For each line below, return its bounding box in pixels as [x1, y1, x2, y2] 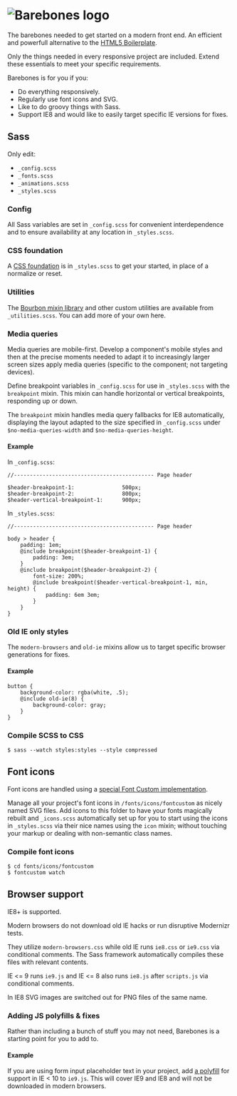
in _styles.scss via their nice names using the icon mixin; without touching [7, 821, 227, 830]
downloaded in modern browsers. [7, 1082, 107, 1090]
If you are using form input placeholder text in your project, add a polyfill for [7, 1067, 230, 1075]
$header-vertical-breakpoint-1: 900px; [7, 496, 142, 504]
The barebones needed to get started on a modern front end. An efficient [7, 31, 222, 39]
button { [7, 682, 33, 690]
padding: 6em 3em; [45, 592, 100, 599]
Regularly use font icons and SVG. [17, 95, 119, 103]
